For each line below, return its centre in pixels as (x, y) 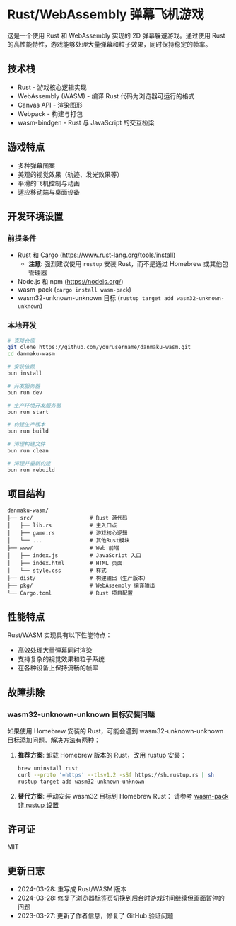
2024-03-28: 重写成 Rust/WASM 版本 (72, 889)
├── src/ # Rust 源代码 (67, 518)
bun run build (28, 431)
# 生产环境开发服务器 (34, 405)
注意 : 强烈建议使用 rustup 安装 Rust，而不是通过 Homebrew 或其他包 (128, 264)
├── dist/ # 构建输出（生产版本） (78, 578)
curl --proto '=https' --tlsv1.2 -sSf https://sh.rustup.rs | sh (116, 775)
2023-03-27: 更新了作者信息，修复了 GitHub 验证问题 (95, 916)
